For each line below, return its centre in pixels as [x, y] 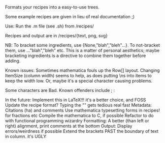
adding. [13, 61]
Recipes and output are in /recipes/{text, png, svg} [56, 36]
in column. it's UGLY [26, 136]
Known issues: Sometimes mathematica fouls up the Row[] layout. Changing [82, 70]
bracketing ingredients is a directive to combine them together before [76, 56]
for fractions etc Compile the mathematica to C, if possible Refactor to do [79, 115]
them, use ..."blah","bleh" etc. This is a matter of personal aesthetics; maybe [82, 50]
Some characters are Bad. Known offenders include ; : [60, 90]
